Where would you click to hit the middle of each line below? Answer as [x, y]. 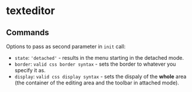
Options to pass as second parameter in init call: [66, 46]
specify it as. [30, 70]
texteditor [31, 11]
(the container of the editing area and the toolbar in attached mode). [97, 83]
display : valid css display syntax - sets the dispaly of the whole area [100, 76]
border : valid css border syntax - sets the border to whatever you [95, 64]
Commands [28, 33]
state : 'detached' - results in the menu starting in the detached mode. [99, 58]
